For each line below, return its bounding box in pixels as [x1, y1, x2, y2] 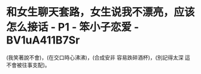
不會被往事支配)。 [6, 61, 51, 69]
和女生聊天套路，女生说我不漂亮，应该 [6, 5, 196, 19]
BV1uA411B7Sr [6, 33, 80, 47]
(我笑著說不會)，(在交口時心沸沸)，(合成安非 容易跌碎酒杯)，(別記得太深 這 [6, 54, 190, 61]
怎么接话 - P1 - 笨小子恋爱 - [6, 20, 139, 34]
